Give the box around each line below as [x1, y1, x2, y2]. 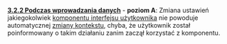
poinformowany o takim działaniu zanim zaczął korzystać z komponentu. [7, 28, 221, 37]
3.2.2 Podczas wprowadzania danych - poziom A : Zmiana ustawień [7, 6, 209, 14]
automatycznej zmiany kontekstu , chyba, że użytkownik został [7, 21, 191, 29]
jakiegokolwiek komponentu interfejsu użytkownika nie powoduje [7, 13, 199, 22]
